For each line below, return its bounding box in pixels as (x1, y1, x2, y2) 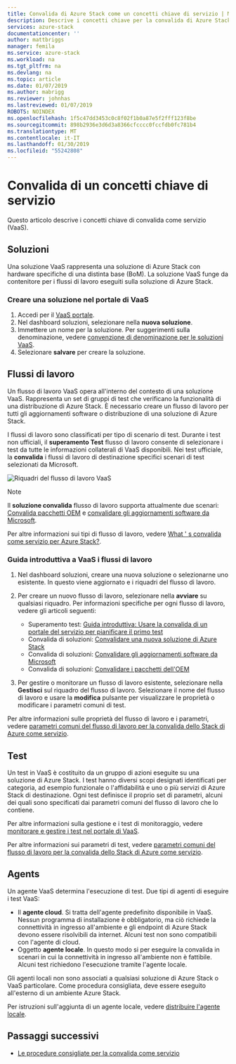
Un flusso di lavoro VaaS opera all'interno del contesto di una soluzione (7, 387, 214, 395)
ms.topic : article (7, 75, 61, 83)
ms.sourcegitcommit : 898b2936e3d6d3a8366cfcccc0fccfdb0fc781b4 (7, 121, 197, 129)
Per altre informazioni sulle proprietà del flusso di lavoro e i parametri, (7, 714, 209, 723)
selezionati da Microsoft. (7, 460, 79, 468)
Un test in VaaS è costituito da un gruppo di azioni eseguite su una (7, 768, 200, 777)
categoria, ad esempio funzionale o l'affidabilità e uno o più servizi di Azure (7, 783, 225, 792)
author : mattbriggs (7, 37, 65, 44)
